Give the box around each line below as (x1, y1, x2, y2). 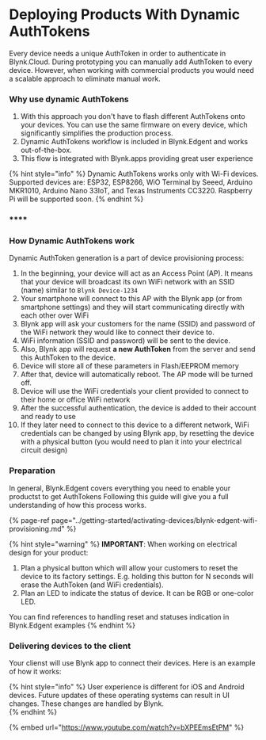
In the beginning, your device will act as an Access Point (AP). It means (20, 269, 253, 278)
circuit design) (20, 445, 68, 455)
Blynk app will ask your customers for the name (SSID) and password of (20, 319, 256, 329)
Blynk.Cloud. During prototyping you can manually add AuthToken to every (9, 57, 253, 67)
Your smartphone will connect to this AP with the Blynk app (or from (20, 294, 242, 303)
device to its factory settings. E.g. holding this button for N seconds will (20, 571, 254, 581)
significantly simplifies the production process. (20, 128, 173, 138)
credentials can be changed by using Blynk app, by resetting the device (20, 429, 255, 438)
